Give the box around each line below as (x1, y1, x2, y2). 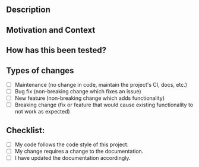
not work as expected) (14, 108, 70, 115)
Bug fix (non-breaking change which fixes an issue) (14, 88, 141, 95)
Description (6, 5, 50, 15)
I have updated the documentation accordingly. (14, 155, 131, 162)
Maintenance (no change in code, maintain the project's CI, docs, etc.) (14, 81, 188, 88)
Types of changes (6, 65, 74, 75)
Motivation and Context (6, 25, 96, 35)
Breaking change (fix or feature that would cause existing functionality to (14, 101, 194, 109)
